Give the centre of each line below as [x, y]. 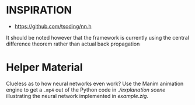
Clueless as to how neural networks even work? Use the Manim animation [95, 83]
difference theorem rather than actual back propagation [73, 44]
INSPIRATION [39, 10]
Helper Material [44, 67]
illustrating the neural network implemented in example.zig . [77, 96]
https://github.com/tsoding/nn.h [53, 26]
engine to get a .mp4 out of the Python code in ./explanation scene [86, 90]
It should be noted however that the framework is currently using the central [98, 37]
